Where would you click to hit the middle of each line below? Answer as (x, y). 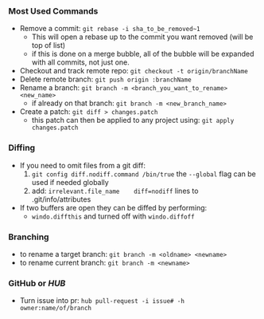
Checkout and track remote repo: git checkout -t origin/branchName (134, 71)
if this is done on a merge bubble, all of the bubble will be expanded (143, 54)
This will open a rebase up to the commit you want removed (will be (142, 37)
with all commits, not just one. (80, 62)
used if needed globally (70, 182)
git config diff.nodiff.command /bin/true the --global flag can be (144, 174)
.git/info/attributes (61, 199)
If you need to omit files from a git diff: (82, 165)
